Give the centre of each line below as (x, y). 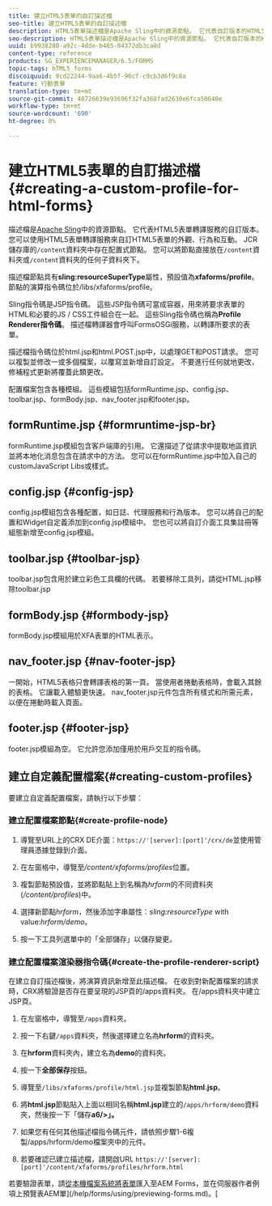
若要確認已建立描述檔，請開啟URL (77, 1159)
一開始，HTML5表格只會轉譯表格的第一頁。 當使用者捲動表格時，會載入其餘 (135, 682)
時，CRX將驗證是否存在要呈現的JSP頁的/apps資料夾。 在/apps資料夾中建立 (134, 992)
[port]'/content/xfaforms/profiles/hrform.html (102, 1168)
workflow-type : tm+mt (45, 106)
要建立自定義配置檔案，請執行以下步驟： (76, 797)
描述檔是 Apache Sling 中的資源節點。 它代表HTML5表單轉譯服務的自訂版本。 (136, 229)
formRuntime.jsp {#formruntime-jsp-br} (113, 425)
